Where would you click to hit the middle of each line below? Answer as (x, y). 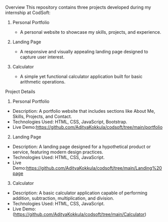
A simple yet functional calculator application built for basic (81, 77)
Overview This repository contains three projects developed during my (78, 7)
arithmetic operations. (43, 82)
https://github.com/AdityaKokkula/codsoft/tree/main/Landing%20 (94, 168)
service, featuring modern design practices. (58, 152)
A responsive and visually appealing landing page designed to (84, 52)
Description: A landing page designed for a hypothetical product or (82, 146)
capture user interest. (42, 57)
